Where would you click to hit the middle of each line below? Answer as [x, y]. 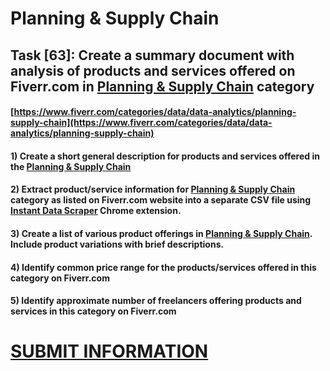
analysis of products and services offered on [153, 70]
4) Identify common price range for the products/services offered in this [163, 267]
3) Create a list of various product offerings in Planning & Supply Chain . [161, 233]
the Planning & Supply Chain [71, 166]
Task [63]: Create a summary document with [152, 55]
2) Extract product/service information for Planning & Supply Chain [153, 189]
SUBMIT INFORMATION [109, 351]
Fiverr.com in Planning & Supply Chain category [162, 86]
